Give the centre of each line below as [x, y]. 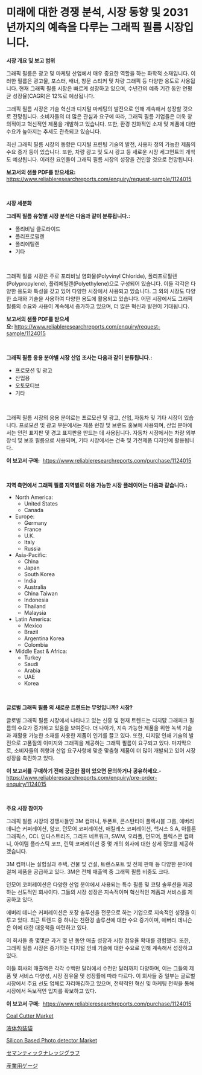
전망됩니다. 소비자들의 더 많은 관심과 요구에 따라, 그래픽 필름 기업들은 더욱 [99, 116]
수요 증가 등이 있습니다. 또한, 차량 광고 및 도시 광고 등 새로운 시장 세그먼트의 [95, 152]
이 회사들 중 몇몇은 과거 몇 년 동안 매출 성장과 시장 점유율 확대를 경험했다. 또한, [99, 940]
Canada [34, 510]
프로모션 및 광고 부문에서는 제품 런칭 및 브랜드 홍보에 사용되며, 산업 [98, 425]
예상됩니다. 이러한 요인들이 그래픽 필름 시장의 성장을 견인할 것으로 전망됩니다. [103, 159]
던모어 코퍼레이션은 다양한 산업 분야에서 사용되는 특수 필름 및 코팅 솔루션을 [94, 884]
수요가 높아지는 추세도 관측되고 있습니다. [54, 131]
